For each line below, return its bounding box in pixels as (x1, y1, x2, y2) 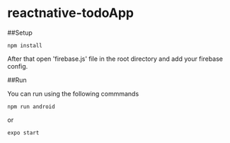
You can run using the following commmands (7, 89, 139, 98)
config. (7, 62, 28, 70)
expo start (7, 129, 40, 136)
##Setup (7, 28, 33, 37)
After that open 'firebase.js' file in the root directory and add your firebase (7, 55, 224, 63)
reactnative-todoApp (7, 5, 134, 21)
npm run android (7, 103, 55, 110)
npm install (7, 42, 42, 49)
